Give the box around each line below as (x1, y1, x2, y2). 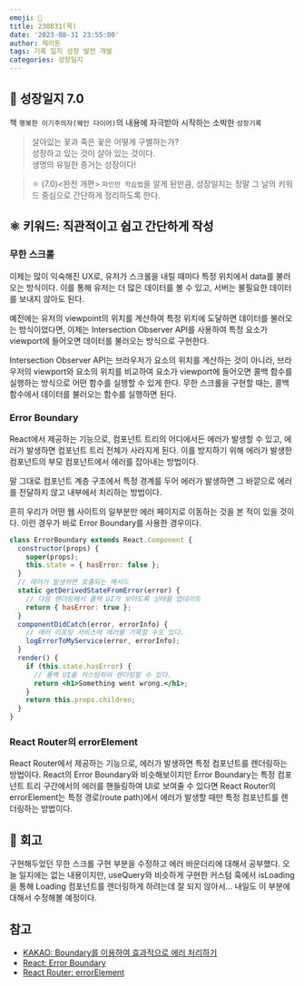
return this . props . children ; (25, 696, 136, 705)
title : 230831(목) (9, 22, 77, 31)
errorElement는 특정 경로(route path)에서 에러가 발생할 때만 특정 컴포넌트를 (9, 792, 279, 803)
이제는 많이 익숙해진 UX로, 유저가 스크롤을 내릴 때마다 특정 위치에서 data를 (9, 270, 274, 281)
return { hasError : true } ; (25, 602, 132, 612)
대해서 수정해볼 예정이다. (9, 893, 97, 903)
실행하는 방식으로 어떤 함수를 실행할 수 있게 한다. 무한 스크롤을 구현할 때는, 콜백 (9, 377, 290, 388)
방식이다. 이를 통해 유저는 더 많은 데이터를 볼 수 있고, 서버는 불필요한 (25, 282, 268, 293)
